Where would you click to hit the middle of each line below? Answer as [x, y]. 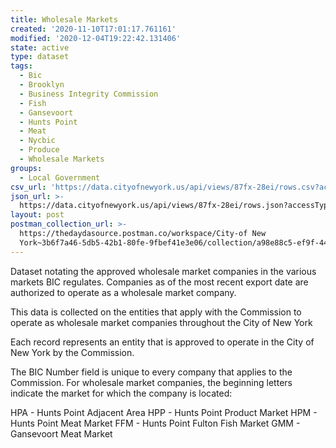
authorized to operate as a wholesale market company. [123, 292]
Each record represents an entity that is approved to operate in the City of [162, 342]
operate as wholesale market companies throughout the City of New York [161, 322]
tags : [21, 66]
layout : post [37, 215]
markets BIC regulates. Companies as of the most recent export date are [159, 282]
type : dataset [40, 57]
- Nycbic [37, 141]
